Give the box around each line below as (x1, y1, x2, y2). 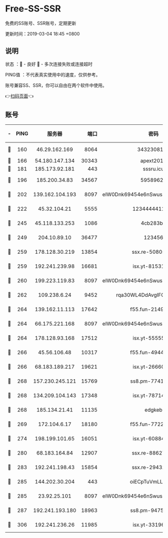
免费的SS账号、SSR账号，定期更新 (5, 20, 76, 26)
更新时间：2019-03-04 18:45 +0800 (5, 30, 80, 36)
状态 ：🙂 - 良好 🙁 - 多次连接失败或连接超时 (5, 61, 92, 67)
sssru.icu (142, 165, 164, 172)
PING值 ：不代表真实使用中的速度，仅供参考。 (5, 71, 100, 77)
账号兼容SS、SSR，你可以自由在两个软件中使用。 (5, 82, 107, 88)
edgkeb (144, 406, 162, 413)
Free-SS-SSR (5, 3, 61, 14)
